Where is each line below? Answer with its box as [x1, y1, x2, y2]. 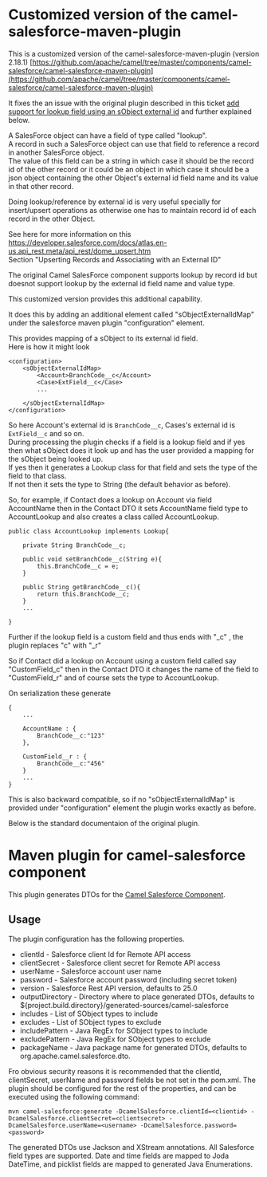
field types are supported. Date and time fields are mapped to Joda [8, 1151, 230, 1160]
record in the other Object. [8, 214, 96, 223]
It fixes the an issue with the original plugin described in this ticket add [8, 98, 240, 108]
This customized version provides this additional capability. [8, 293, 203, 304]
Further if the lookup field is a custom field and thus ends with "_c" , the [8, 632, 244, 641]
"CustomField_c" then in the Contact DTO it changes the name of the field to [8, 664, 259, 674]
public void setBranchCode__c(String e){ [22, 555, 162, 563]
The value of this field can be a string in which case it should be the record [8, 155, 254, 165]
